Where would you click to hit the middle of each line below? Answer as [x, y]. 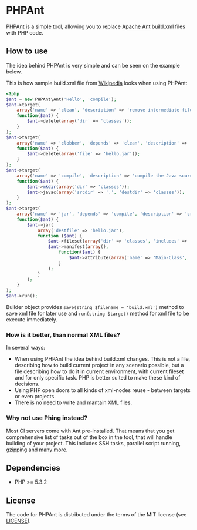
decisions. [27, 384]
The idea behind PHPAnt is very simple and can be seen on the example [93, 65]
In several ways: [26, 348]
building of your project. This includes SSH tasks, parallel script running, [93, 443]
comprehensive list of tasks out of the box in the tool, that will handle [89, 437]
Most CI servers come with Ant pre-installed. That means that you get [90, 431]
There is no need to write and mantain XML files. [73, 402]
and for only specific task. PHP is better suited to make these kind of [97, 378]
